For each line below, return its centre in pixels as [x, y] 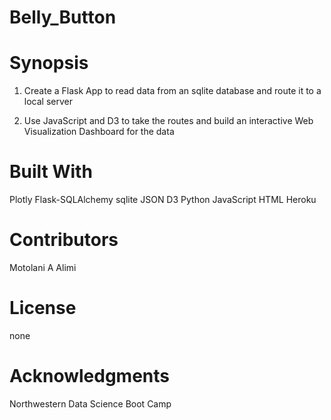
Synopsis [49, 63]
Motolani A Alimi [43, 267]
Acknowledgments [90, 376]
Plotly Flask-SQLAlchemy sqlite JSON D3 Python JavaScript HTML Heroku [163, 200]
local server [48, 102]
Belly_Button [63, 17]
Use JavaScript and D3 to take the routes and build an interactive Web [168, 121]
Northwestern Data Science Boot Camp [90, 403]
